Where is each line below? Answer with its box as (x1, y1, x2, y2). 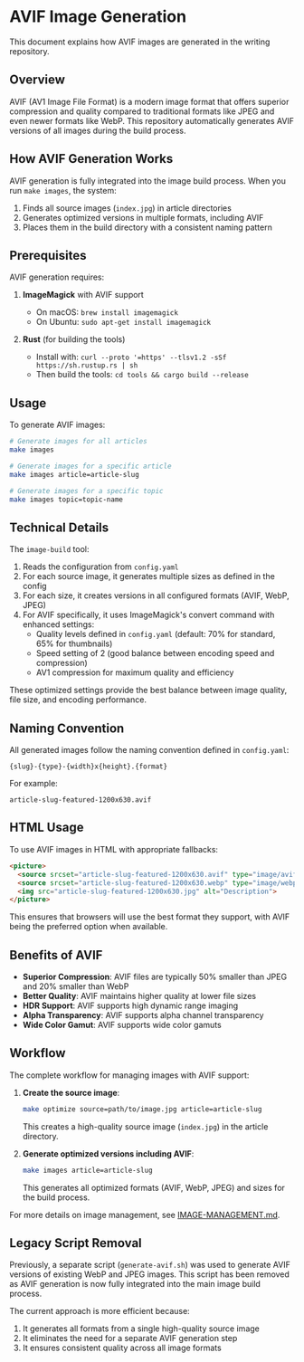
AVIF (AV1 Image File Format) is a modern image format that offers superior (9, 96, 290, 107)
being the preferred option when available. (9, 921, 168, 932)
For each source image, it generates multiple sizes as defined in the (22, 571, 276, 582)
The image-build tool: (9, 544, 90, 555)
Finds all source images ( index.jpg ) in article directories (22, 202, 233, 214)
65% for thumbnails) (35, 638, 113, 649)
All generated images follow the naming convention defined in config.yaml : (9, 745, 290, 756)
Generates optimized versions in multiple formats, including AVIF (22, 212, 264, 223)
